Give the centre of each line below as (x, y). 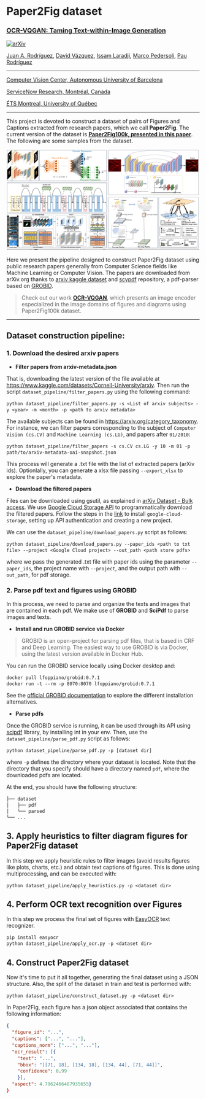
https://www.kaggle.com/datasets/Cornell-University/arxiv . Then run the (98, 385)
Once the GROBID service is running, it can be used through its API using (99, 725)
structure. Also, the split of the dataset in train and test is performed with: (99, 984)
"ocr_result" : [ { (34, 1052)
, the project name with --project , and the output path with (106, 568)
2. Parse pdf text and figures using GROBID (71, 591)
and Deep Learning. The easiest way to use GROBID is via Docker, (105, 647)
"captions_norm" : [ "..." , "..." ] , (56, 1045)
